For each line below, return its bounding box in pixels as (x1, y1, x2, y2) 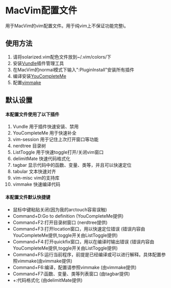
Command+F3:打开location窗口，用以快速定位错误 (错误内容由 (12, 225, 145, 232)
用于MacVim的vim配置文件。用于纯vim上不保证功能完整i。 (5, 23, 129, 29)
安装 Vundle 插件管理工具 (12, 60, 64, 66)
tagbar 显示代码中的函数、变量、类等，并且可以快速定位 (12, 162, 132, 168)
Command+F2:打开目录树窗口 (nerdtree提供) (12, 219, 108, 225)
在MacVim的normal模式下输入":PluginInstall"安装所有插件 (12, 66, 135, 72)
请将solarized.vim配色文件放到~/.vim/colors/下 (12, 53, 111, 60)
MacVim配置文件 (5, 5, 78, 16)
